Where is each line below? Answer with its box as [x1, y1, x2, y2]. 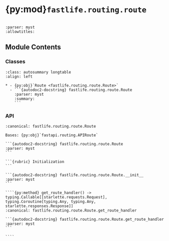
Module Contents [5, 43, 61, 52]
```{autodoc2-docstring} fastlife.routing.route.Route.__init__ [5, 172, 144, 178]
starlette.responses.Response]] [5, 204, 73, 209]
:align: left [5, 74, 33, 79]
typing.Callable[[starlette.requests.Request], [5, 194, 108, 199]
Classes [5, 58, 26, 65]
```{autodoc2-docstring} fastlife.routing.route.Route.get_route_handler [5, 217, 164, 222]
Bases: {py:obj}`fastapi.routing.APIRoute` [5, 133, 99, 138]
